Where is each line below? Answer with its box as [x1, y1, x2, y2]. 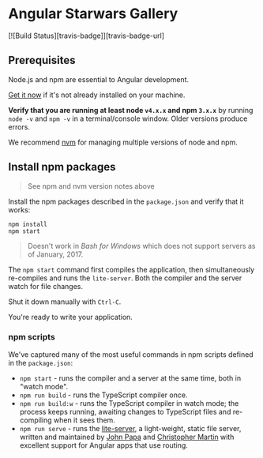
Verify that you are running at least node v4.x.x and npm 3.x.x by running [8, 105, 254, 114]
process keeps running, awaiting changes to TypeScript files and [19, 407, 231, 416]
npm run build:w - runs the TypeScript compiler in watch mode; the [19, 398, 239, 407]
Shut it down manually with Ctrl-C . [8, 297, 122, 306]
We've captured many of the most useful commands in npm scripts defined [8, 349, 254, 359]
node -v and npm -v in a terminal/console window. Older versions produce [8, 114, 248, 123]
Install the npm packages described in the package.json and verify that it [8, 197, 244, 206]
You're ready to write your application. [8, 312, 133, 321]
